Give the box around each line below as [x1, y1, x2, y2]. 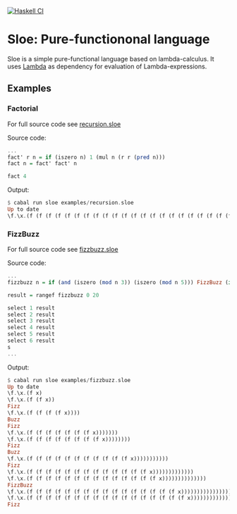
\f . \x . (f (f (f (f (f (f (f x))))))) [7, 429, 119, 436]
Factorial [7, 104, 39, 114]
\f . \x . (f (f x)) [7, 396, 55, 403]
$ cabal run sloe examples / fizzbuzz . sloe [7, 377, 131, 384]
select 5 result [7, 331, 55, 338]
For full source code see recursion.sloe [7, 120, 121, 128]
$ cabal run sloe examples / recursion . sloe [7, 200, 134, 207]
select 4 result [7, 324, 55, 331]
